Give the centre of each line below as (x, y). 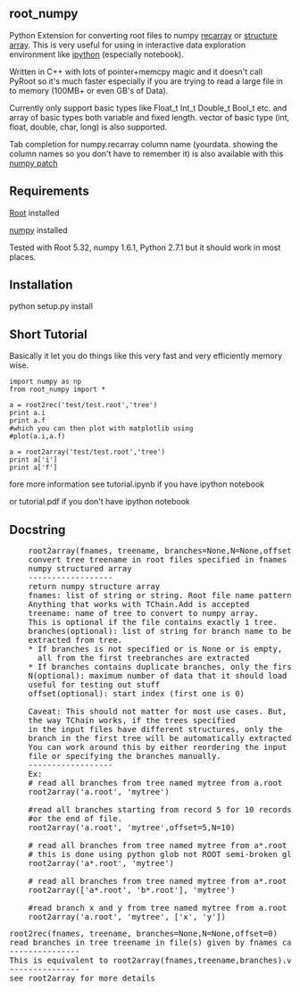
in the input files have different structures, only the (155, 729)
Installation (41, 285)
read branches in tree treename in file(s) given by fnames (144, 943)
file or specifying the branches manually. (125, 756)
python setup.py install (51, 306)
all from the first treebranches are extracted (143, 658)
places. (23, 256)
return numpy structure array (94, 587)
